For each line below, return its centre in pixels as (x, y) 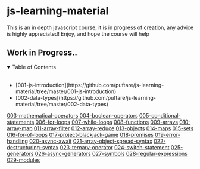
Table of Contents (34, 67)
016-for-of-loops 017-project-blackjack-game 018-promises (80, 134)
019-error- (168, 134)
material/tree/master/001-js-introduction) (66, 91)
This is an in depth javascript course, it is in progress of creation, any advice (100, 27)
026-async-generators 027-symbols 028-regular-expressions (111, 153)
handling (18, 141)
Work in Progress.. (42, 53)
